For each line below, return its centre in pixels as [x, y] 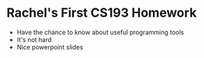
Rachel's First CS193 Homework [102, 13]
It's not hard [34, 39]
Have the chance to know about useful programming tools [100, 32]
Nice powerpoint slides [50, 47]
